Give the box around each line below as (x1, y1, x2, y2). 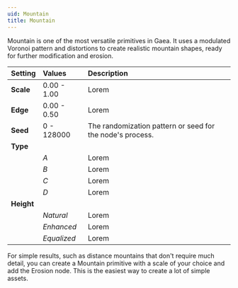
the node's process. (87, 129, 154, 139)
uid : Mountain (7, 10, 50, 18)
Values (42, 68, 67, 78)
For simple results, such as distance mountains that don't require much (7, 251, 215, 260)
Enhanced (42, 221, 76, 231)
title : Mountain (7, 17, 55, 24)
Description (87, 68, 129, 78)
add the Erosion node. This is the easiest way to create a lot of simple (7, 266, 210, 275)
